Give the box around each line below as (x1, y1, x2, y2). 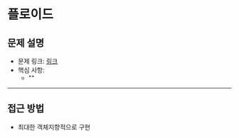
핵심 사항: (17, 66, 45, 74)
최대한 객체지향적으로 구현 (17, 122, 91, 131)
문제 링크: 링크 (17, 57, 58, 65)
